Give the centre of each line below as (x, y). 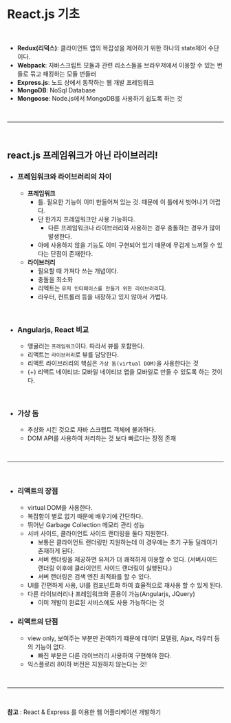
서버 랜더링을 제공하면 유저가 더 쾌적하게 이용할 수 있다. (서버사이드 (128, 559)
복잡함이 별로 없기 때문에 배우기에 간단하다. (85, 516)
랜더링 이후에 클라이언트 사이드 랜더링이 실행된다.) (105, 568)
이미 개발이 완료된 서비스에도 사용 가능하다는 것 (101, 602)
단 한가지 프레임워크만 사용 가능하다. (86, 219)
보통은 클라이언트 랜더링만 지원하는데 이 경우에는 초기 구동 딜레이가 (128, 542)
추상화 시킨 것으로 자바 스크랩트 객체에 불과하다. (91, 430)
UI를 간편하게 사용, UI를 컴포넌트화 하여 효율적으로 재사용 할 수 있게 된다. (125, 585)
